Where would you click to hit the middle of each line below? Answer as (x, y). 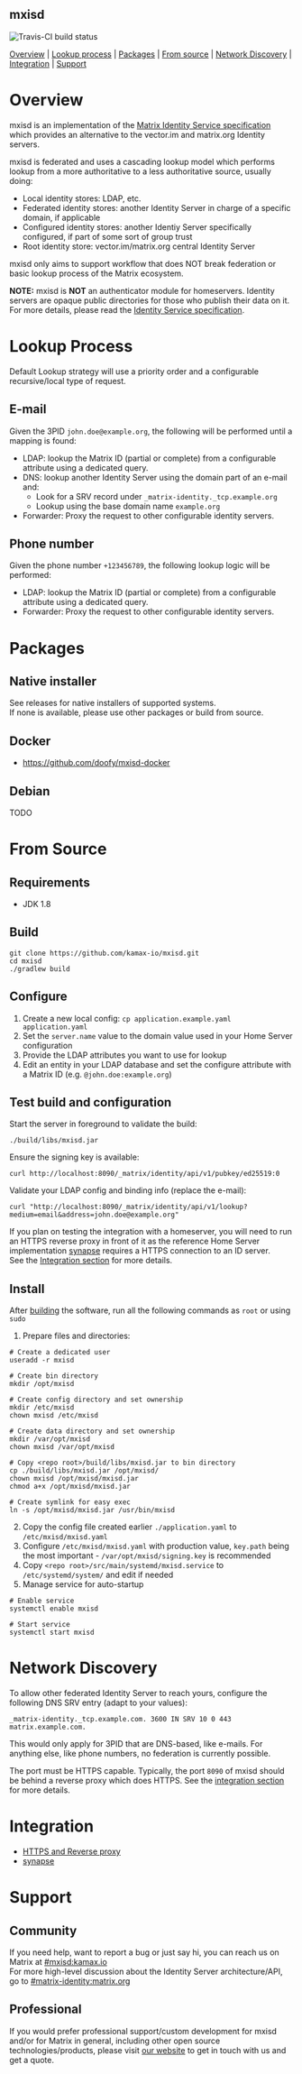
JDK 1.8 (37, 904)
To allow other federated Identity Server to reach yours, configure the (138, 1693)
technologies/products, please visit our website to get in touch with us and (148, 2050)
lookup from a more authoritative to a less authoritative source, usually (141, 171)
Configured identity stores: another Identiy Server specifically (137, 227)
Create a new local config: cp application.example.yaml (127, 1018)
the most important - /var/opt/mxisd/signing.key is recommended (146, 1555)
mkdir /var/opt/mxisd (50, 1439)
